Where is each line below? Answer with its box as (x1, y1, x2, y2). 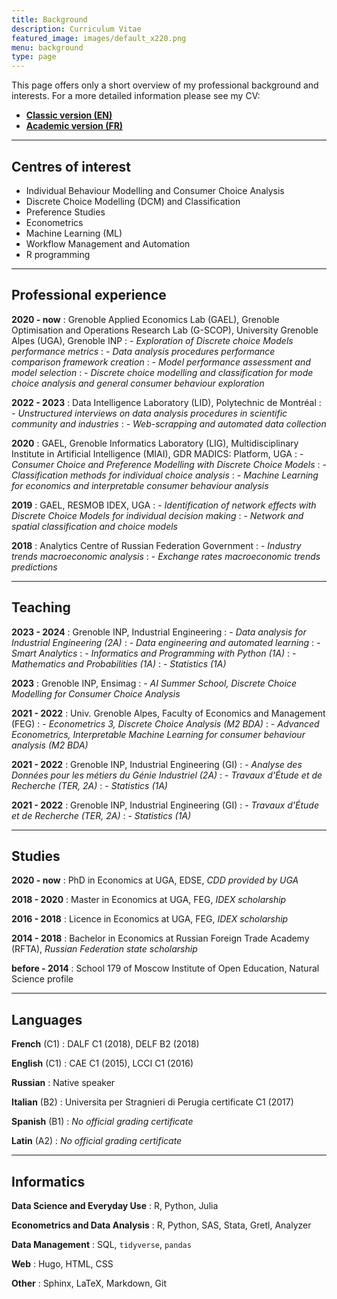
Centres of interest (11, 158, 132, 175)
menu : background (11, 42, 84, 53)
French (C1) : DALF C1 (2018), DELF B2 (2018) (11, 1038, 200, 1050)
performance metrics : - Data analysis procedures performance (11, 345, 276, 357)
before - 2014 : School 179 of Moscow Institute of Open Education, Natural (11, 962, 320, 975)
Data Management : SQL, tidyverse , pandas (11, 1239, 192, 1250)
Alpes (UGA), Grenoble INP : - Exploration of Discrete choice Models (11, 334, 294, 346)
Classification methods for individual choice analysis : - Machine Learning (11, 469, 319, 481)
